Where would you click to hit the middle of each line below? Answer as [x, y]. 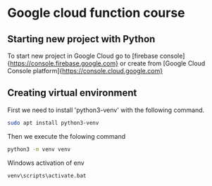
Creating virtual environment [72, 93]
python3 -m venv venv [39, 149]
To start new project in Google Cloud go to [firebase [83, 56]
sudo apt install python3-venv [53, 123]
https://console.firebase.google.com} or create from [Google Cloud [107, 63]
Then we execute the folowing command [67, 136]
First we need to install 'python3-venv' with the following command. [106, 110]
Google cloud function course [96, 13]
